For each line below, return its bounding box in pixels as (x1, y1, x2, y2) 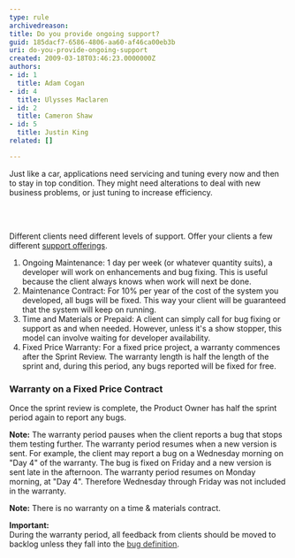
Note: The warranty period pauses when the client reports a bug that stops (9, 430, 283, 440)
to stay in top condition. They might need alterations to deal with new (9, 178, 261, 188)
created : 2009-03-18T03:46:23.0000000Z (9, 54, 156, 63)
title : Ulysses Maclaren (17, 95, 109, 104)
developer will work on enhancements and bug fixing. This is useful (21, 266, 268, 277)
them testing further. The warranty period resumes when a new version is (9, 439, 277, 449)
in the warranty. (9, 485, 66, 496)
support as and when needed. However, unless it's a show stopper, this (21, 323, 283, 333)
